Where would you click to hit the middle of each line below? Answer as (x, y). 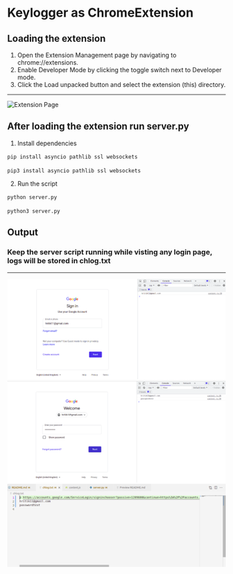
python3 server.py (34, 211)
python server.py (32, 197)
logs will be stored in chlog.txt (59, 261)
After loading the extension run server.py (98, 126)
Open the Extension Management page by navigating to (97, 55)
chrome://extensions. (48, 63)
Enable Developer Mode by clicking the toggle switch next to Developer (119, 70)
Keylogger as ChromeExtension (101, 13)
